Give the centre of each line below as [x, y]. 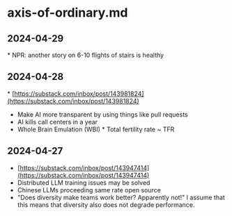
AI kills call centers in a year [57, 122]
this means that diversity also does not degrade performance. [106, 205]
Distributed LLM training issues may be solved [84, 183]
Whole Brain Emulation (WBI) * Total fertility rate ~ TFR [96, 129]
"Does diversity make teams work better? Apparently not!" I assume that [121, 197]
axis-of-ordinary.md [68, 13]
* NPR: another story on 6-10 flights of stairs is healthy [86, 55]
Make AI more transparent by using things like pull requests [102, 114]
